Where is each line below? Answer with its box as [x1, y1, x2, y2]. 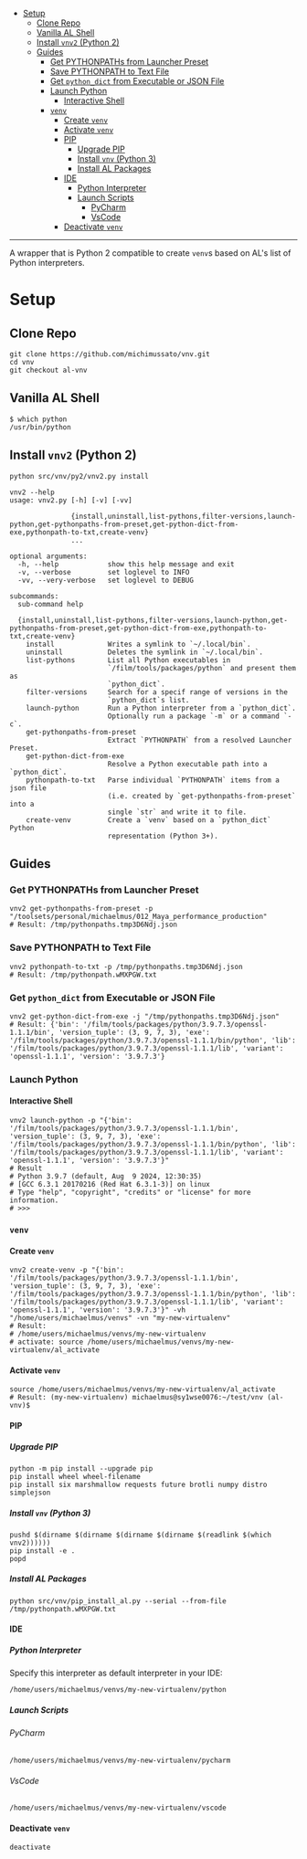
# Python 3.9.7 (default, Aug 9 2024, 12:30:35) [9, 1172, 203, 1181]
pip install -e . [9, 1546, 76, 1556]
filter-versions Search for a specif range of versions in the [26, 687, 288, 697]
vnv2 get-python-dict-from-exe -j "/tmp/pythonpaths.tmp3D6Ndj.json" [9, 1011, 281, 1021]
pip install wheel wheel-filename [9, 1472, 142, 1481]
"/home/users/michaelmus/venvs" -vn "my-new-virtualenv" [9, 1314, 231, 1323]
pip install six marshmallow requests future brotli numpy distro [9, 1480, 268, 1489]
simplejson [9, 1488, 51, 1497]
